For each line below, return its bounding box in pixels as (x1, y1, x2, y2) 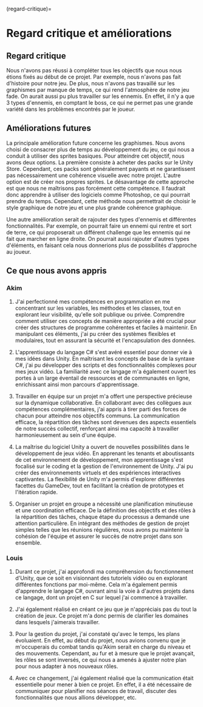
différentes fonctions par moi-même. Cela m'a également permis (15, 580, 177, 588)
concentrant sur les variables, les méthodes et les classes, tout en (15, 304, 181, 312)
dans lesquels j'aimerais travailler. (15, 618, 100, 625)
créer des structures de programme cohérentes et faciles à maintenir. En (15, 324, 198, 331)
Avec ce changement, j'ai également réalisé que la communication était (15, 674, 194, 681)
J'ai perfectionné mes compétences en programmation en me (15, 298, 170, 305)
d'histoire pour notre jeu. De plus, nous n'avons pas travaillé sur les (6, 80, 175, 87)
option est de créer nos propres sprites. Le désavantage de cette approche (6, 178, 194, 185)
